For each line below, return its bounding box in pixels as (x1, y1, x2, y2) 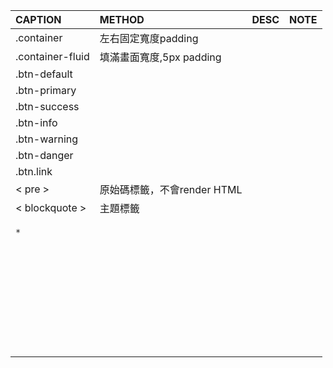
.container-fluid (15, 50, 90, 63)
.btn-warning (15, 132, 79, 146)
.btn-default (15, 67, 73, 81)
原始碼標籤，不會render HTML (99, 183, 243, 196)
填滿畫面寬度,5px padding (99, 50, 222, 64)
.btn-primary (15, 84, 77, 97)
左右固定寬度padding (99, 32, 199, 45)
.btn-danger (15, 149, 74, 162)
